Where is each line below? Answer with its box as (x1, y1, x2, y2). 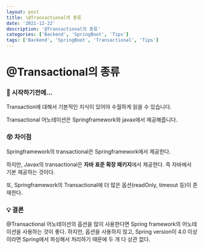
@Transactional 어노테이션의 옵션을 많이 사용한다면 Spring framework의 (6, 220, 181, 228)
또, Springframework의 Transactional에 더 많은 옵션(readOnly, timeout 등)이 (6, 181, 192, 188)
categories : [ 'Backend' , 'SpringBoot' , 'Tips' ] (6, 32, 129, 38)
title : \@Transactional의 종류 (6, 15, 82, 21)
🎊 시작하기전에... (6, 89, 53, 97)
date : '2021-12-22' (6, 20, 56, 26)
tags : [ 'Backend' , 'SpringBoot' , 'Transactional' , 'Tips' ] (6, 37, 159, 43)
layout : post (6, 9, 39, 15)
